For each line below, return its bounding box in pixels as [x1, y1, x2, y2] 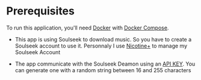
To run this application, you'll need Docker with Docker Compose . [6, 24, 169, 31]
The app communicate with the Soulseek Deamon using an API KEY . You [14, 60, 196, 67]
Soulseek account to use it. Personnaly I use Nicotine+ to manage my [14, 42, 188, 49]
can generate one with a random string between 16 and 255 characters [14, 66, 191, 73]
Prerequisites [6, 4, 75, 18]
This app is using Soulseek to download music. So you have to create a [14, 35, 192, 43]
